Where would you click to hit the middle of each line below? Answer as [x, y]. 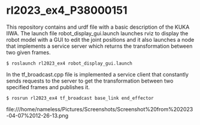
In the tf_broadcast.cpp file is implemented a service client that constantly [97, 74]
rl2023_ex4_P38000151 [67, 10]
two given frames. [28, 52]
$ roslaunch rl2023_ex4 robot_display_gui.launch [69, 63]
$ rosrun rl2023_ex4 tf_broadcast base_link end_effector [80, 98]
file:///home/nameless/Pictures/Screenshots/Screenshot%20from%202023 [100, 109]
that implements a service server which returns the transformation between [99, 46]
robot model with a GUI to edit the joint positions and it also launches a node [100, 39]
